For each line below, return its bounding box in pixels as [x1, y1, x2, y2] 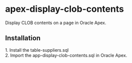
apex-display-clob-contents [5, 3, 124, 15]
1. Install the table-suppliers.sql [5, 47, 69, 53]
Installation [5, 34, 41, 42]
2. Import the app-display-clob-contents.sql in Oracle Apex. [5, 52, 128, 58]
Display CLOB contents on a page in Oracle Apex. [5, 20, 107, 26]
